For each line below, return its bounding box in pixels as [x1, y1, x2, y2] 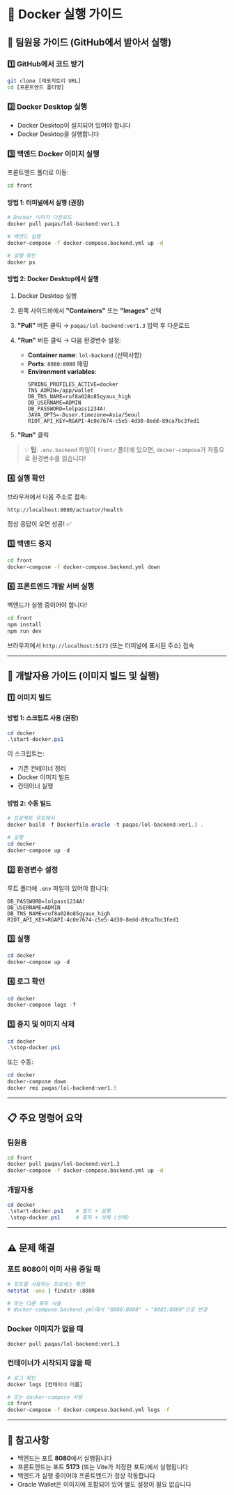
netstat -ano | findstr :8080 [7, 1287, 95, 1294]
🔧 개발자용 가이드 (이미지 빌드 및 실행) [7, 670, 160, 682]
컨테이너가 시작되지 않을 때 [7, 1358, 92, 1368]
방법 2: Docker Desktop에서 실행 [7, 275, 99, 283]
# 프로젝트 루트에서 [7, 815, 55, 822]
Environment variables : [27, 367, 97, 375]
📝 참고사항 [7, 1434, 50, 1446]
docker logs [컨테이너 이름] [7, 1381, 84, 1388]
